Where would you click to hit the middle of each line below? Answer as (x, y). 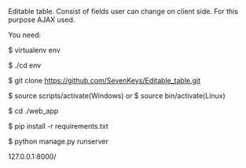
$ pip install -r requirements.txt (58, 126)
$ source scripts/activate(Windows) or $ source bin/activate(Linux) (117, 96)
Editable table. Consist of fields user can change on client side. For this (123, 11)
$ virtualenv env (34, 50)
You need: (25, 35)
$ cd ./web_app (33, 111)
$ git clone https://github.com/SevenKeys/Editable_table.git (105, 80)
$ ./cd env (25, 65)
